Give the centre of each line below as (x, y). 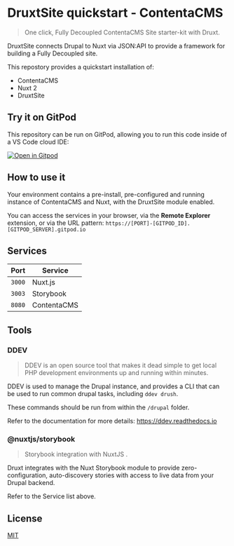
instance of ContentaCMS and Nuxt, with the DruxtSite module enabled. (111, 202)
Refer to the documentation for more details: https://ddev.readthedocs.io (112, 421)
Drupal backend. (31, 483)
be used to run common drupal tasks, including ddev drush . (93, 394)
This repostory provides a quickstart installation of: (81, 67)
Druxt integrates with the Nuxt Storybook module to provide (94, 468)
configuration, (27, 475)
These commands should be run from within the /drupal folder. (98, 407)
